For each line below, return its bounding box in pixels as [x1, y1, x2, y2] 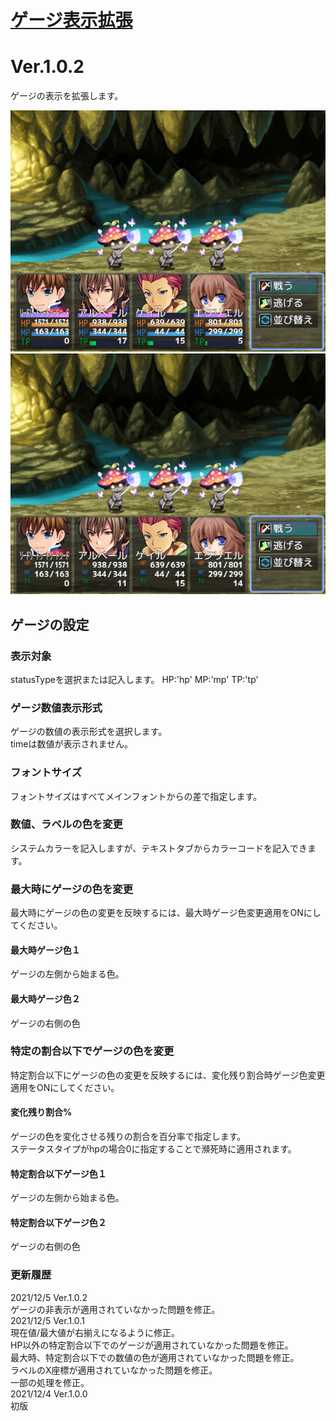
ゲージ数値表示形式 [10, 701, 103, 715]
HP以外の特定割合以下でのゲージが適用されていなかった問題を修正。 [10, 1339, 294, 1351]
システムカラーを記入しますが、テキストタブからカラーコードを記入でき [10, 842, 308, 854]
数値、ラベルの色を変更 [10, 817, 123, 831]
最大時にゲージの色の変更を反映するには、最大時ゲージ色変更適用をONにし [10, 907, 322, 919]
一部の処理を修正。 [10, 1376, 90, 1388]
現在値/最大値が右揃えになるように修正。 [10, 1326, 181, 1338]
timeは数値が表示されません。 [10, 738, 133, 750]
